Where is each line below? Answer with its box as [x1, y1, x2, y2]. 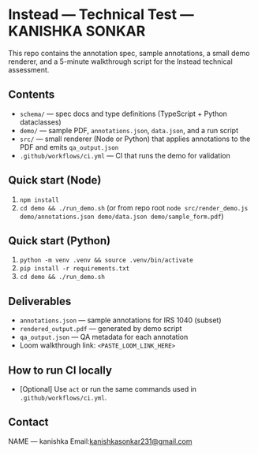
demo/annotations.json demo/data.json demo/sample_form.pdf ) [19, 211, 224, 221]
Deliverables [8, 294, 72, 308]
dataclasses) [19, 117, 62, 127]
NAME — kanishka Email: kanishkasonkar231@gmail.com [8, 436, 193, 446]
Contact [8, 415, 49, 429]
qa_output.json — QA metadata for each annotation [19, 333, 189, 342]
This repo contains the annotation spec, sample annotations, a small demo [8, 48, 250, 58]
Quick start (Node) [8, 173, 102, 187]
